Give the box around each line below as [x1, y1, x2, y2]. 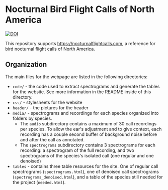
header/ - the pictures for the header [12, 104, 89, 111]
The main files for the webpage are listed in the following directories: [5, 74, 148, 80]
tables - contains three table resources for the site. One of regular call [12, 163, 158, 169]
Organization [5, 60, 47, 69]
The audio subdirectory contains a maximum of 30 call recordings [20, 120, 157, 126]
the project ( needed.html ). [12, 179, 66, 185]
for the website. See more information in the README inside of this [12, 89, 151, 95]
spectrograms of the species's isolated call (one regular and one [20, 152, 154, 158]
